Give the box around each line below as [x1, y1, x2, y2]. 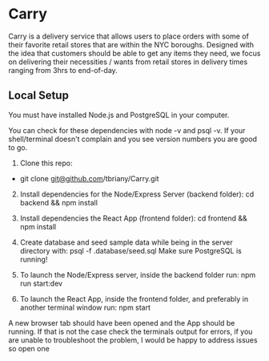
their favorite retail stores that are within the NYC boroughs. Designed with [8, 39, 255, 49]
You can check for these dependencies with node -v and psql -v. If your [8, 125, 246, 135]
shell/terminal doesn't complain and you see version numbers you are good [8, 134, 258, 144]
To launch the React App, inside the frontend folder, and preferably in [19, 294, 249, 303]
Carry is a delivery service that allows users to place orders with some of [8, 31, 250, 41]
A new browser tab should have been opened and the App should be [8, 318, 235, 327]
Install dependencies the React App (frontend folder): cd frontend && [19, 213, 248, 223]
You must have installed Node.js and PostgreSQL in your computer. [8, 110, 230, 120]
